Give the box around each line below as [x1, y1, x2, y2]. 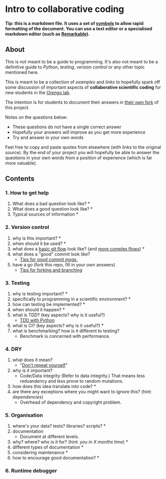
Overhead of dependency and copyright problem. [19, 399, 122, 405]
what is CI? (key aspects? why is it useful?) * [12, 322, 104, 328]
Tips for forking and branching [19, 267, 83, 273]
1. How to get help [5, 189, 49, 196]
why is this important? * [12, 235, 61, 241]
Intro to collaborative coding [5, 3, 124, 15]
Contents [5, 174, 35, 183]
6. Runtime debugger [5, 468, 57, 475]
